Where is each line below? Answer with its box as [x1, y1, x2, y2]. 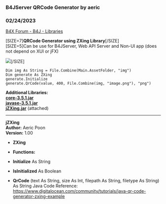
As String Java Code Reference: [12, 183, 78, 189]
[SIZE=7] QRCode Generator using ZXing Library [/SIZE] [5, 38, 120, 44]
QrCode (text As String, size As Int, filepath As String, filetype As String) [12, 178, 160, 184]
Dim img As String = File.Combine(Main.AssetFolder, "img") [5, 68, 132, 73]
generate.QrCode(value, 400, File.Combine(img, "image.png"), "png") [5, 81, 152, 86]
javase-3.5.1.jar [5, 100, 38, 106]
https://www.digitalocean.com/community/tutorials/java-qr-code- [12, 188, 146, 194]
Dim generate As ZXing [5, 72, 52, 77]
